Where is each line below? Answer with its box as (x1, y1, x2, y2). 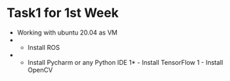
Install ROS (27, 43, 60, 51)
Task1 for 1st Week (6, 5, 119, 21)
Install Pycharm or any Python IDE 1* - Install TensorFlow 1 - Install (27, 58, 224, 66)
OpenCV (27, 66, 53, 74)
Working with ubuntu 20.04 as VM (16, 28, 118, 37)
